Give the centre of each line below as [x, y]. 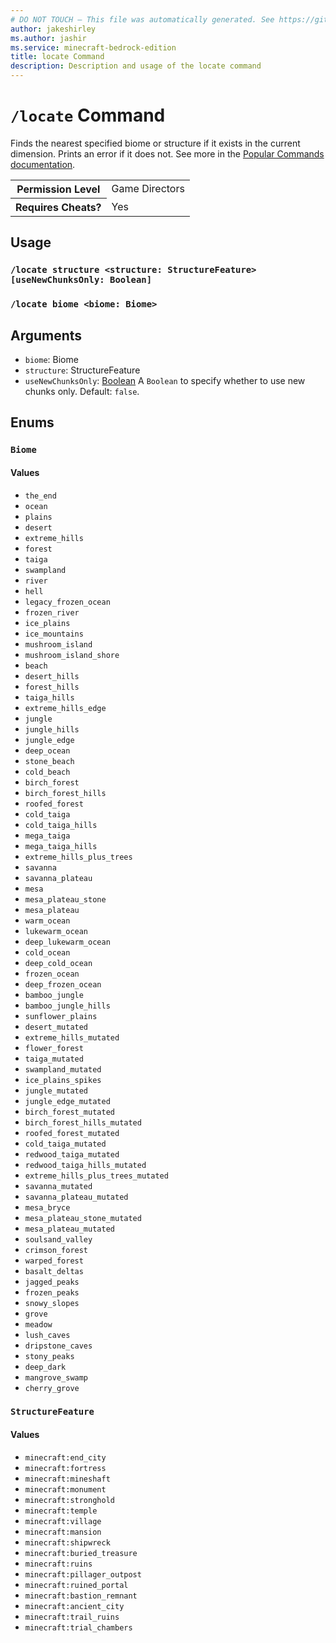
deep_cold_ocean [58, 963]
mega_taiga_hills [61, 846]
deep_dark [45, 1367]
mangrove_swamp [56, 1377]
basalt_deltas [54, 1271]
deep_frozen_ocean [63, 984]
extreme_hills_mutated [72, 1037]
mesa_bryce [47, 1207]
